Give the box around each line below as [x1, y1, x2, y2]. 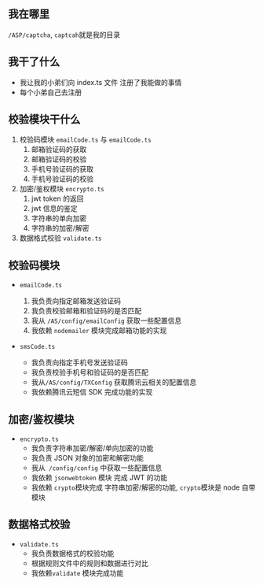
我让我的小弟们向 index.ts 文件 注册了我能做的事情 [19, 77, 182, 87]
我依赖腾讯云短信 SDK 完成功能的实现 [31, 387, 153, 397]
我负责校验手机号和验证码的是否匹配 [31, 368, 149, 377]
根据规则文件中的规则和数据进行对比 [31, 558, 149, 568]
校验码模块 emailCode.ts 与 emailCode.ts [19, 135, 152, 144]
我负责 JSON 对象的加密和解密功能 [31, 454, 144, 463]
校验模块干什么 [8, 113, 81, 126]
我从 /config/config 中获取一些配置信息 [31, 463, 163, 472]
